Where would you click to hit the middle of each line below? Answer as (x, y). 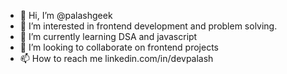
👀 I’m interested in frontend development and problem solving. (148, 26)
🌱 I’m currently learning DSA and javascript (108, 36)
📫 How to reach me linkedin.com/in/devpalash (116, 58)
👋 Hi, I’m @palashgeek (66, 15)
